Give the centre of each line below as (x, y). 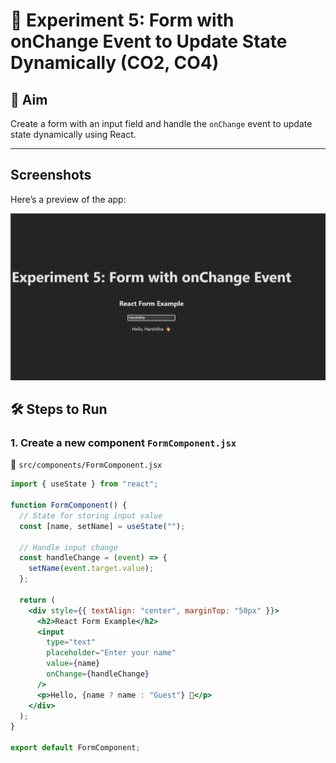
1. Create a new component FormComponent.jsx (123, 442)
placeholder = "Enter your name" (111, 653)
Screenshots (51, 175)
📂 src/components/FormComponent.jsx (86, 465)
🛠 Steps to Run (59, 409)
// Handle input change (68, 547)
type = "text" (71, 642)
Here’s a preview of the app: (68, 199)
